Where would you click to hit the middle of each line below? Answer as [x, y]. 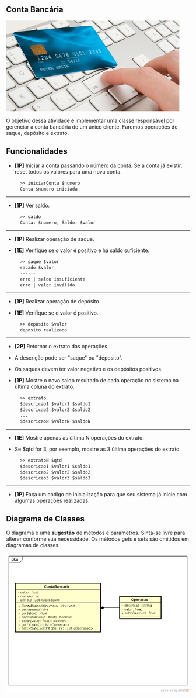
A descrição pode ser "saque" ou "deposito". [69, 357]
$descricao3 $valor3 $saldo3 [55, 478]
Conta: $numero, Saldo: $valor [58, 222]
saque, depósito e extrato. [37, 133]
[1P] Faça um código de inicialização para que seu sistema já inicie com [101, 494]
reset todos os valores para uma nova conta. [68, 171]
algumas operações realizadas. [52, 500]
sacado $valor [37, 267]
